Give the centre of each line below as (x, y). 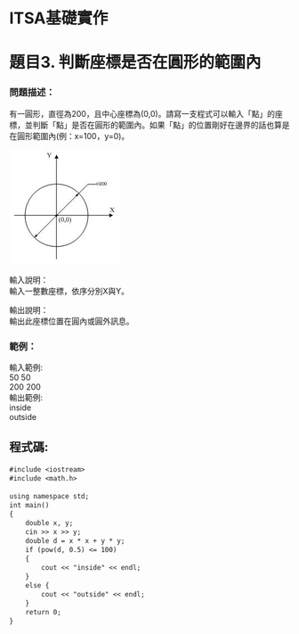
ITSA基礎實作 (59, 18)
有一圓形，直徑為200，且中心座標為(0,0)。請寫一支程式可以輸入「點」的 (142, 113)
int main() (29, 505)
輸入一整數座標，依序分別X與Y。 (69, 291)
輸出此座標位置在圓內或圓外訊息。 (72, 321)
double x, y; (49, 523)
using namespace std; (49, 496)
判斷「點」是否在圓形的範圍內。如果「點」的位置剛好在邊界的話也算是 (161, 125)
